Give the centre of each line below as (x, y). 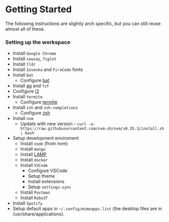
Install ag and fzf (31, 86)
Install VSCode (34, 165)
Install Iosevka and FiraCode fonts (48, 69)
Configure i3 (26, 91)
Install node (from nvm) (44, 143)
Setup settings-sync (49, 187)
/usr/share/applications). (38, 214)
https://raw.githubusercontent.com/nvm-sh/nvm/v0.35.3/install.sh (92, 129)
